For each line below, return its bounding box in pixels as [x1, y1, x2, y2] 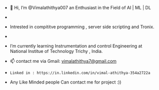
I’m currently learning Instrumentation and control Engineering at [9, 43, 143, 49]
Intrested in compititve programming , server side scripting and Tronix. [9, 24, 155, 30]
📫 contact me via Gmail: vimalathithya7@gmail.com [9, 58, 117, 64]
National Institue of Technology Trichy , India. [9, 48, 103, 54]
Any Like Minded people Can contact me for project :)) [9, 79, 122, 85]
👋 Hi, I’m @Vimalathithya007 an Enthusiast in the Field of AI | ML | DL [9, 5, 152, 10]
